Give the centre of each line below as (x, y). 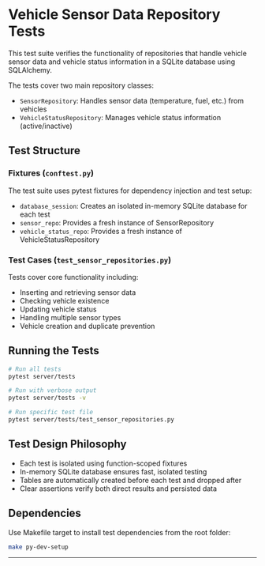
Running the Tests (54, 351)
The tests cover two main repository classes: (81, 85)
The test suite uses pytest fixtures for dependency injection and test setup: (130, 191)
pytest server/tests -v (47, 398)
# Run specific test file (50, 413)
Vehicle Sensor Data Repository (114, 15)
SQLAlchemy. (30, 70)
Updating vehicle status (58, 309)
